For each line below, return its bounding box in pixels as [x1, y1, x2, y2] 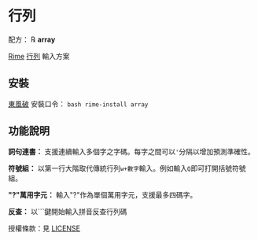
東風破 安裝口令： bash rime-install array [8, 99, 149, 109]
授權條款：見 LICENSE [8, 223, 81, 233]
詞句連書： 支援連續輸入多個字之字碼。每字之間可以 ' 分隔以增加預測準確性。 [8, 146, 256, 156]
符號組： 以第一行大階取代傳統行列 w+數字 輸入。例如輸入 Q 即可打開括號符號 [8, 163, 246, 173]
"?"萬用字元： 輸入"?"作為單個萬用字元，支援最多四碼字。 [8, 190, 197, 199]
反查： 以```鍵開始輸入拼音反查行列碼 [8, 206, 127, 216]
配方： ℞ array [8, 35, 56, 44]
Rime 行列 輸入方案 [8, 51, 70, 61]
